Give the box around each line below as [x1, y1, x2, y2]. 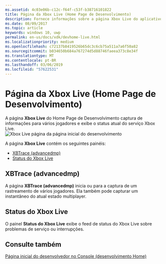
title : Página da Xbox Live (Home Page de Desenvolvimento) [5, 12, 132, 17]
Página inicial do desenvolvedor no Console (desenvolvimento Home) [5, 253, 147, 260]
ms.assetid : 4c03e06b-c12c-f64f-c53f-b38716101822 [5, 7, 112, 12]
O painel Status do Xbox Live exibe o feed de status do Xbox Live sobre [5, 220, 152, 226]
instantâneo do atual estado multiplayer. [5, 193, 86, 199]
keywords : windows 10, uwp [5, 30, 61, 35]
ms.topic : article [5, 26, 43, 31]
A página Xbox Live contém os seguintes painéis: [5, 140, 106, 146]
